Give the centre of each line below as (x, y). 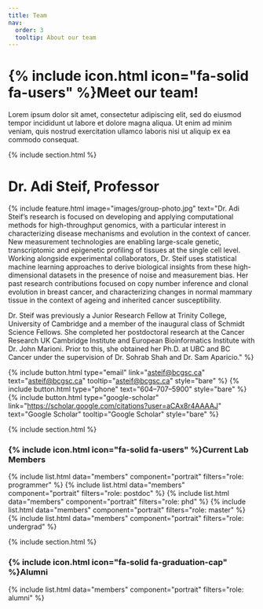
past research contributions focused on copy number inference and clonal (128, 284)
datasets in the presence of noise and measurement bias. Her (149, 275)
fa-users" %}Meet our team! (103, 93)
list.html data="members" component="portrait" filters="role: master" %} (127, 510)
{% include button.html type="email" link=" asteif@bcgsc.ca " (107, 372)
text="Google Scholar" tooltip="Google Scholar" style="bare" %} (113, 414)
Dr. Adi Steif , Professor (84, 187)
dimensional (28, 275)
